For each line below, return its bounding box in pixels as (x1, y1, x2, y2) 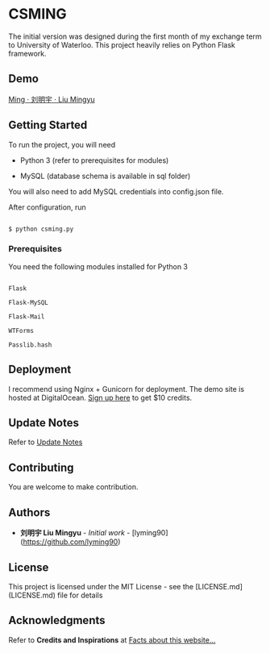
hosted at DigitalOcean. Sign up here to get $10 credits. (8, 393, 193, 402)
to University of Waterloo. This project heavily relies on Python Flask (8, 40, 236, 49)
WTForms (8, 326, 35, 335)
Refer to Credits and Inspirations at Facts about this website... (8, 634, 216, 645)
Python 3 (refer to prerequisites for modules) (19, 155, 169, 165)
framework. (8, 48, 47, 58)
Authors (8, 505, 51, 519)
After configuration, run (8, 202, 86, 212)
